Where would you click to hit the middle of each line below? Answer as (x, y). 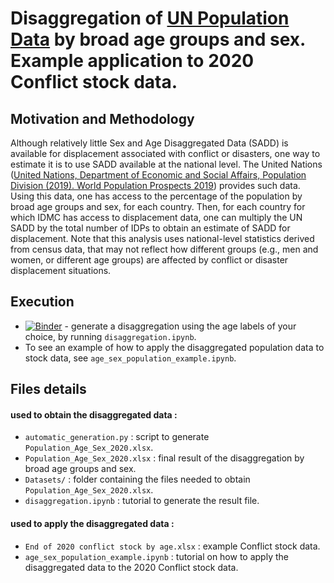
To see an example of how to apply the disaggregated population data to (174, 347)
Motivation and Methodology (102, 118)
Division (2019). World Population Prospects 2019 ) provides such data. (155, 185)
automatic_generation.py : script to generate (117, 437)
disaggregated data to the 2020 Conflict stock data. (131, 567)
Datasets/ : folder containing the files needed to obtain (137, 479)
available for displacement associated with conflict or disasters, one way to (165, 153)
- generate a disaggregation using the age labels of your (180, 326)
